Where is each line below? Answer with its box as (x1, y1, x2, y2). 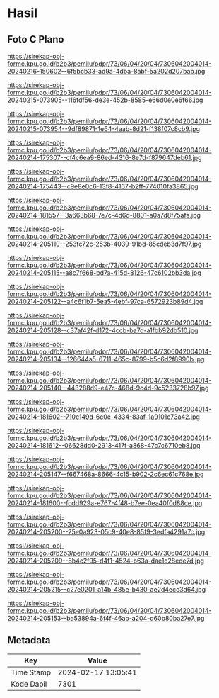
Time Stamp (11, 668, 52, 677)
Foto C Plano (7, 33, 64, 45)
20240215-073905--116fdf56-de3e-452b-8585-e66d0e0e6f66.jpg (7, 96, 203, 104)
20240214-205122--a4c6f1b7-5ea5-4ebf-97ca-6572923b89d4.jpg (7, 298, 203, 305)
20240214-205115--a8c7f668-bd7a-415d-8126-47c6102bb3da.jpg (7, 269, 201, 277)
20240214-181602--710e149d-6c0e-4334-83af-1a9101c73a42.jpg (7, 412, 200, 421)
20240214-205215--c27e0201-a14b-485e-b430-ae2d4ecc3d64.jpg (7, 585, 206, 593)
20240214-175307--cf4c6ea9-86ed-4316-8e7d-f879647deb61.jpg (7, 154, 202, 162)
